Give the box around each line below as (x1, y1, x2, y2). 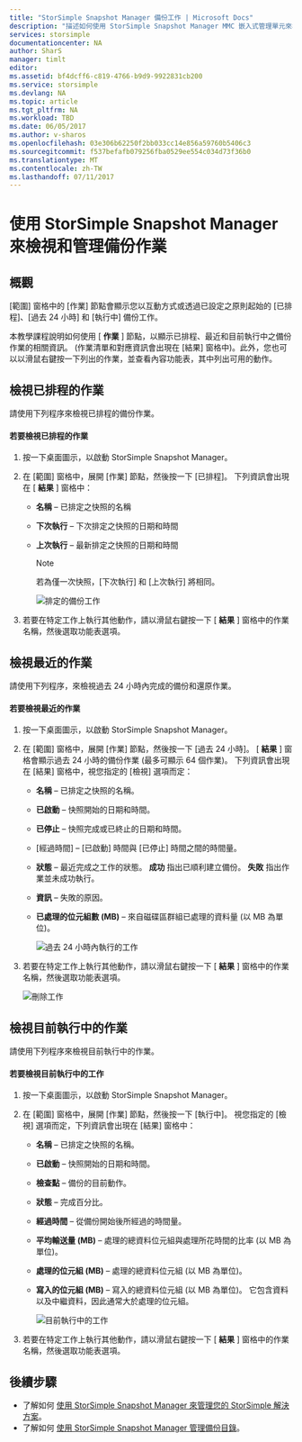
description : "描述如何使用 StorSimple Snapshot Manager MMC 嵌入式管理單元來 (9, 22, 292, 31)
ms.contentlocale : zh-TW (9, 164, 102, 173)
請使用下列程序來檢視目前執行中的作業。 (9, 1046, 159, 1057)
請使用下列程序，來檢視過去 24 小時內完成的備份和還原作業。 (9, 681, 236, 692)
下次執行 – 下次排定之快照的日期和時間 (35, 521, 179, 531)
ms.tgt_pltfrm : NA (9, 105, 78, 114)
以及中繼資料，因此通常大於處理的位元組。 (35, 1296, 194, 1307)
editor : (9, 64, 39, 73)
